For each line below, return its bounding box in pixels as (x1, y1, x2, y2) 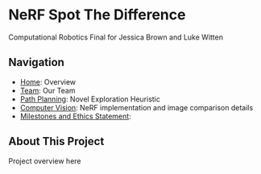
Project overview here (8, 155, 82, 166)
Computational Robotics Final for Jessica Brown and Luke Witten (8, 32, 224, 42)
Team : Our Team (19, 85, 76, 95)
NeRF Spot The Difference (8, 6, 186, 24)
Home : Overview (19, 77, 77, 86)
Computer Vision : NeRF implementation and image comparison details (19, 102, 254, 112)
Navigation (8, 56, 64, 69)
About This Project (8, 135, 105, 148)
